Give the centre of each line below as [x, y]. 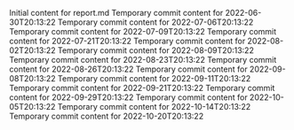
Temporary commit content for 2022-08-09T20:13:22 [156, 50]
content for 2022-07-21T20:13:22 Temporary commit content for [127, 41]
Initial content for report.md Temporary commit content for [116, 13]
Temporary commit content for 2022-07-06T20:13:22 [155, 22]
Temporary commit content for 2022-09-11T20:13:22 [154, 78]
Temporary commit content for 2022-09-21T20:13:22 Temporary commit [142, 88]
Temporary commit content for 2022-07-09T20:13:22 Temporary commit [143, 31]
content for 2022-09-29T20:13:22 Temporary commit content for [128, 97]
